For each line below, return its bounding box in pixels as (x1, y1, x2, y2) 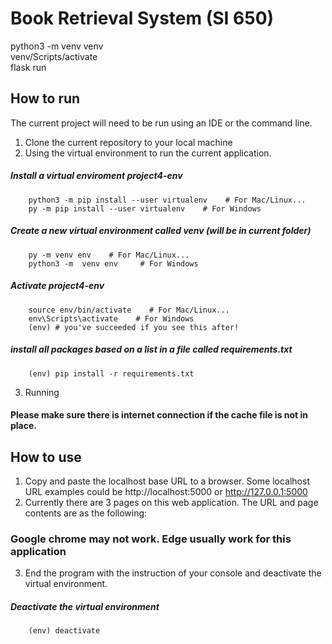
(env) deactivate (28, 626, 101, 636)
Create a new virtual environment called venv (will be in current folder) (10, 225, 312, 237)
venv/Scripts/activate (10, 50, 98, 62)
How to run (10, 90, 81, 107)
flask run (10, 61, 47, 73)
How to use (10, 448, 82, 466)
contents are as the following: (24, 507, 148, 519)
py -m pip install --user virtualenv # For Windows (28, 203, 262, 214)
